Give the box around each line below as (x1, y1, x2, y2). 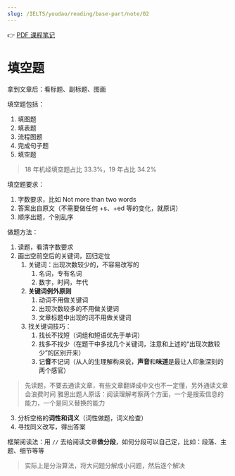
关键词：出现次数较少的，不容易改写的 (27, 260, 139, 269)
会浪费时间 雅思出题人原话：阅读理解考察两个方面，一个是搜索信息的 (24, 389, 224, 398)
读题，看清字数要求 (17, 243, 74, 251)
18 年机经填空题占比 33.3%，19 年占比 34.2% (24, 165, 157, 173)
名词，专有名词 (38, 269, 82, 277)
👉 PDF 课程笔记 (7, 30, 56, 39)
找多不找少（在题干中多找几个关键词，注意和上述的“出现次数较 (38, 339, 220, 348)
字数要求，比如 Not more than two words (17, 195, 136, 203)
